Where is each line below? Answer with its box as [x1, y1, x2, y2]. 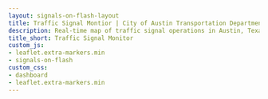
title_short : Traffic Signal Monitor [8, 34, 134, 42]
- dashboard [8, 71, 48, 79]
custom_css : [8, 64, 48, 72]
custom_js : [8, 42, 45, 49]
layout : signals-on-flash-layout [8, 11, 120, 20]
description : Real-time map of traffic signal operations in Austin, [8, 26, 245, 34]
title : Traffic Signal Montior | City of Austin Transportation [8, 19, 227, 27]
